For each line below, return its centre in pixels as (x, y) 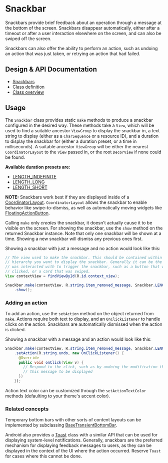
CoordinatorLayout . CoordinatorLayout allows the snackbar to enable (76, 202)
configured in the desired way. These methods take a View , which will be (80, 125)
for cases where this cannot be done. (44, 456)
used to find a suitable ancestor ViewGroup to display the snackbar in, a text (82, 130)
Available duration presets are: (38, 167)
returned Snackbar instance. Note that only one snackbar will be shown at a (83, 233)
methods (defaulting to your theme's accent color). (58, 396)
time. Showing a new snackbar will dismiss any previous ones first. (74, 239)
